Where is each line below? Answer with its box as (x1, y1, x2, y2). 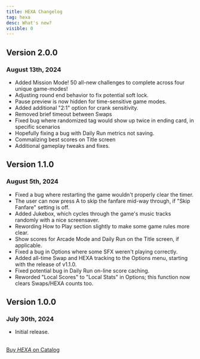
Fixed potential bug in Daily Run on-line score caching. (14, 267, 150, 274)
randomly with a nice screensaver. (14, 216, 100, 224)
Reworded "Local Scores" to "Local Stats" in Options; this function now (14, 273, 190, 280)
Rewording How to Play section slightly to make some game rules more (14, 222, 190, 230)
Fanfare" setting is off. (14, 203, 70, 211)
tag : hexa (6, 14, 31, 20)
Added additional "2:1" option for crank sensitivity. (14, 104, 139, 111)
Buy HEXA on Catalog (6, 346, 60, 354)
